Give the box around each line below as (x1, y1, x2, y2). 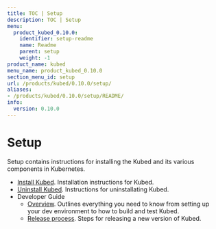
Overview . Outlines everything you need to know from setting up (27, 200, 210, 208)
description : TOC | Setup (7, 16, 81, 23)
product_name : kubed (7, 61, 67, 68)
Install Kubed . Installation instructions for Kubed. (16, 178, 154, 186)
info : (7, 99, 23, 106)
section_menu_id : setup (7, 73, 75, 81)
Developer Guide (16, 192, 65, 200)
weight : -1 (19, 55, 51, 62)
